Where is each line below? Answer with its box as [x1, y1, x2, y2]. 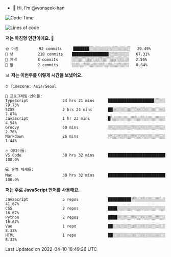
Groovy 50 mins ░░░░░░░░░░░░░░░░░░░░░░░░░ [5, 125, 166, 130]
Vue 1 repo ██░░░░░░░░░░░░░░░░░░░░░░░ [5, 224, 166, 229]
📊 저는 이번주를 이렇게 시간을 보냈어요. [5, 72, 83, 78]
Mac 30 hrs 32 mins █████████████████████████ [5, 173, 166, 178]
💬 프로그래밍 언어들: [5, 94, 43, 99]
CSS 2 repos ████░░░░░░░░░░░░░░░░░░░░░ [5, 206, 166, 211]
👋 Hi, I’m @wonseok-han [12, 5, 65, 11]
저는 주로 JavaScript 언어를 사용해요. [5, 187, 80, 193]
